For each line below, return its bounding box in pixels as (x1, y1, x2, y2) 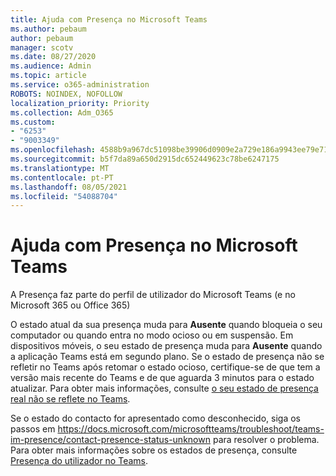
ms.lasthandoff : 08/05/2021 (10, 182, 128, 192)
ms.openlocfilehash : (10, 145, 97, 155)
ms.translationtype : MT (10, 163, 110, 173)
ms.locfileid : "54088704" (10, 191, 118, 201)
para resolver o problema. (212, 434, 320, 446)
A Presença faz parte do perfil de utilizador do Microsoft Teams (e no (10, 289, 296, 301)
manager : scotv (10, 42, 74, 53)
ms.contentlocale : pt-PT (10, 172, 114, 183)
